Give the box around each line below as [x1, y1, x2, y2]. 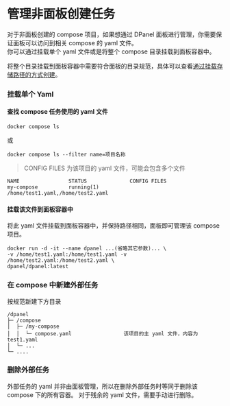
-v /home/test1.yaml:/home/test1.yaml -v [7, 251, 127, 258]
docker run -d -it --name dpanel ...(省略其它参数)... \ [7, 245, 167, 252]
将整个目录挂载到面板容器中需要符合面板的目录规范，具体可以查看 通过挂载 [7, 62, 217, 70]
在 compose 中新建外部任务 [7, 280, 99, 290]
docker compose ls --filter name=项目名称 [7, 152, 126, 158]
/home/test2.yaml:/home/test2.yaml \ [7, 257, 115, 264]
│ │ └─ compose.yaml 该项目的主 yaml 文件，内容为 [7, 330, 199, 337]
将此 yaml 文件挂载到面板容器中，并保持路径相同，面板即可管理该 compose [7, 222, 220, 230]
